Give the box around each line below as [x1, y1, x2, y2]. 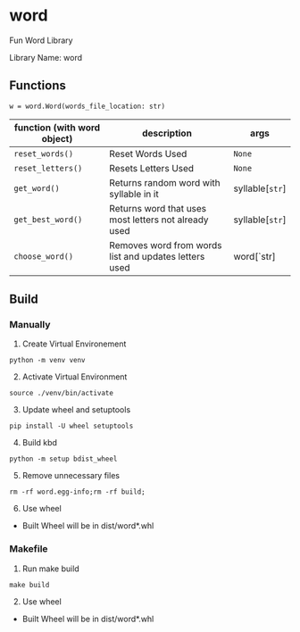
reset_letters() [13, 162, 83, 173]
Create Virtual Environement [21, 338, 127, 349]
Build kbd [21, 437, 58, 448]
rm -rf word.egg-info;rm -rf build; [9, 487, 146, 496]
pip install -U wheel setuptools [9, 421, 134, 431]
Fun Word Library [9, 35, 73, 46]
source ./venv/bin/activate [9, 389, 114, 398]
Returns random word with [109, 176, 221, 188]
